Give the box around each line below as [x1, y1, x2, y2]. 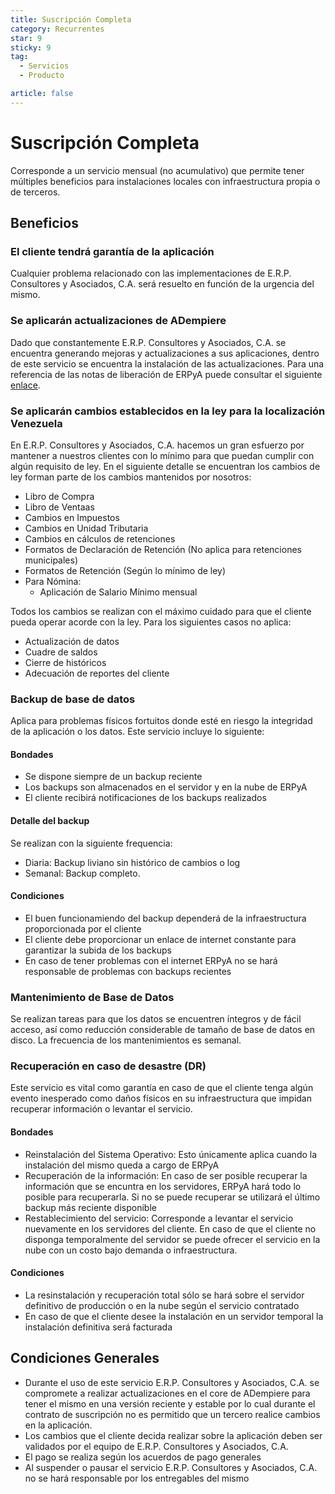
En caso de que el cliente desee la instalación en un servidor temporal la [24, 1310, 324, 1322]
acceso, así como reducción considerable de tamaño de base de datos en [10, 1024, 316, 1036]
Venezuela [10, 416, 63, 430]
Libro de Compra [24, 490, 95, 502]
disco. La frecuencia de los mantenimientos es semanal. [10, 1034, 242, 1046]
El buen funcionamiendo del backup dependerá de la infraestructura [24, 912, 307, 924]
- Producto [19, 71, 65, 81]
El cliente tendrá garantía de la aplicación [10, 245, 215, 258]
